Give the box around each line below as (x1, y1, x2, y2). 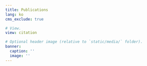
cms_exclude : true (5, 16, 44, 21)
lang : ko (5, 12, 24, 17)
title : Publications (5, 7, 49, 12)
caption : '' (10, 48, 35, 53)
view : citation (5, 30, 37, 35)
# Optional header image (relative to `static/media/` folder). (5, 39, 143, 44)
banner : (5, 44, 22, 49)
